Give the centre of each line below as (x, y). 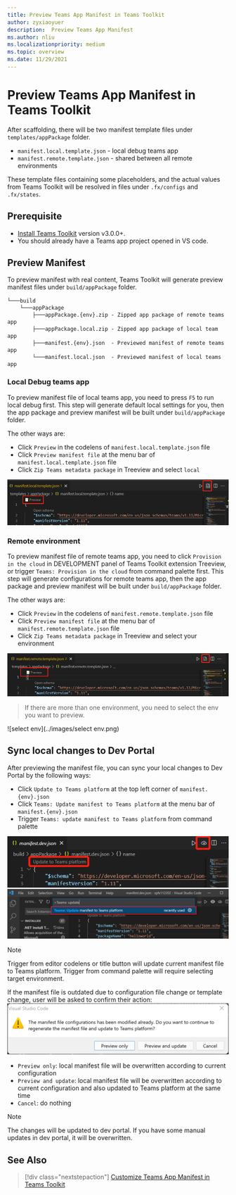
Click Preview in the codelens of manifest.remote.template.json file (115, 614)
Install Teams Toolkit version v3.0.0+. (71, 233)
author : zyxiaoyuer (36, 22)
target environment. (36, 978)
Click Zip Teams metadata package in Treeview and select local (109, 469)
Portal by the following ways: (49, 775)
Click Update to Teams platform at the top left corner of (98, 789)
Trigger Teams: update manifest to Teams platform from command (115, 818)
